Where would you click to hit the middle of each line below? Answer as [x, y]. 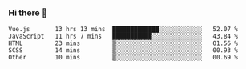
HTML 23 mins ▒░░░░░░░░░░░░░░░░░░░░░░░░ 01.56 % [123, 43]
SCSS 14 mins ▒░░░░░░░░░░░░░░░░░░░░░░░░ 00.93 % [123, 51]
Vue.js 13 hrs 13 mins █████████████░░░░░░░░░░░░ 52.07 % [123, 30]
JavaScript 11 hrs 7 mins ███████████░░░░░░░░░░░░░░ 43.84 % [123, 37]
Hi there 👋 [28, 13]
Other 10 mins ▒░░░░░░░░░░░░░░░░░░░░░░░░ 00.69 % [123, 58]
